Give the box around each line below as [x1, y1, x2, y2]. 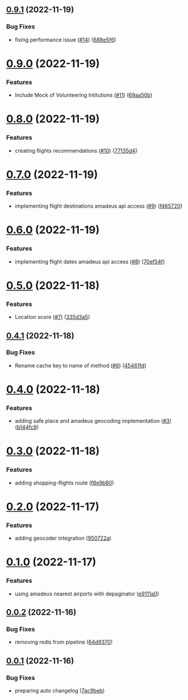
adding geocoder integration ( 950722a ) [14, 534, 111, 542]
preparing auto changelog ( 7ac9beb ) [14, 687, 105, 694]
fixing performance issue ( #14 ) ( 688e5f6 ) [14, 36, 117, 43]
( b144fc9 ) [14, 424, 39, 431]
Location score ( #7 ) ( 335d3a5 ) [14, 313, 90, 321]
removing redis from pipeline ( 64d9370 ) [14, 638, 113, 646]
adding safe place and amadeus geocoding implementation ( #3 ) [14, 417, 172, 425]
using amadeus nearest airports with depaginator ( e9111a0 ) [14, 590, 160, 597]
